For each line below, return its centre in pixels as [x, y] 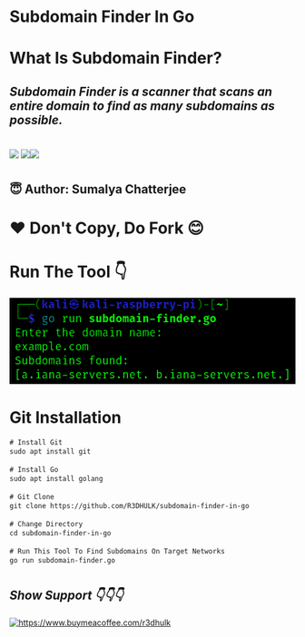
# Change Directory [46, 524]
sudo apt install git [50, 452]
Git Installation [65, 417]
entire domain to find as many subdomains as [142, 106]
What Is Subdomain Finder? [116, 59]
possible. [36, 120]
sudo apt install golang [56, 479]
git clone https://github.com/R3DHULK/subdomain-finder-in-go [129, 506]
